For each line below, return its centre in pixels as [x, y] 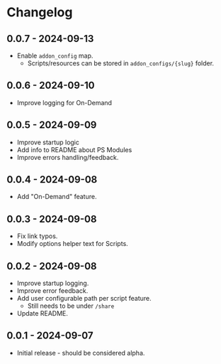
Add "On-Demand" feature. [57, 197]
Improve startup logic [48, 142]
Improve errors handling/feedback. [68, 157]
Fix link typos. [37, 236]
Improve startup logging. [53, 283]
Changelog [40, 12]
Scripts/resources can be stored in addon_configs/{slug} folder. [120, 63]
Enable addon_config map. [55, 55]
